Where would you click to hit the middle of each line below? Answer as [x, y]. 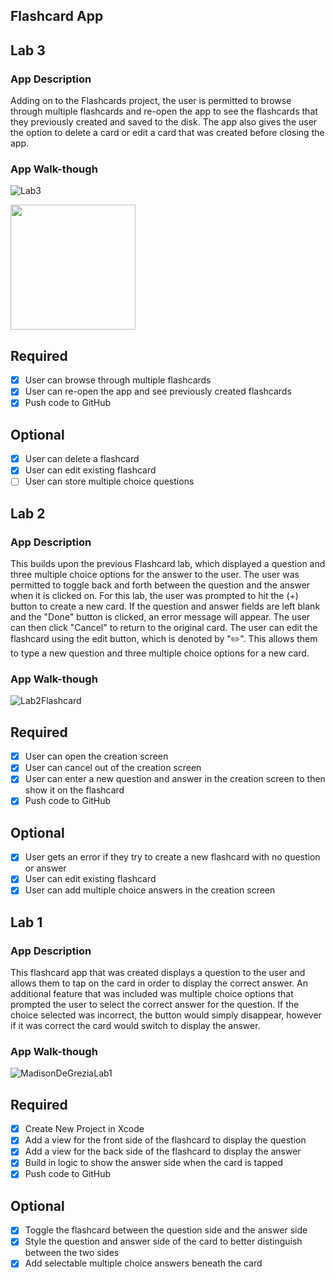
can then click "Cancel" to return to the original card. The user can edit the [164, 628]
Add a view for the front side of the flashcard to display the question [165, 1140]
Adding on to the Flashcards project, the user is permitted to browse [151, 101]
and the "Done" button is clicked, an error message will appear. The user [160, 617]
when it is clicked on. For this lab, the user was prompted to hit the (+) [154, 596]
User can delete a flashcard [82, 459]
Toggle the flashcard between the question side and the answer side [166, 1230]
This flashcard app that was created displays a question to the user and [158, 973]
